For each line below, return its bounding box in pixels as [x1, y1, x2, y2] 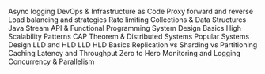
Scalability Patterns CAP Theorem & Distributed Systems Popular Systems [8, 31, 250, 41]
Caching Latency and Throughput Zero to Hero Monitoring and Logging [8, 49, 241, 57]
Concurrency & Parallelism [8, 57, 95, 66]
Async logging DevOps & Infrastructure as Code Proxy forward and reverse [8, 7, 254, 16]
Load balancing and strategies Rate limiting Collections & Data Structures [8, 15, 247, 24]
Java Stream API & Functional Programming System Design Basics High [8, 24, 242, 32]
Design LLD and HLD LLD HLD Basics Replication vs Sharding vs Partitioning [8, 40, 258, 50]
